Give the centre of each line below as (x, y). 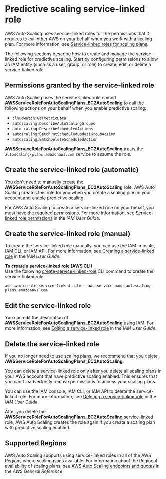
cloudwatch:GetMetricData (39, 118)
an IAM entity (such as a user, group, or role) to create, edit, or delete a (78, 64)
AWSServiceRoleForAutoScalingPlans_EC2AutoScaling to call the (75, 103)
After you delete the (26, 411)
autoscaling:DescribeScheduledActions (53, 129)
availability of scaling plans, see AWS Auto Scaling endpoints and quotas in (82, 466)
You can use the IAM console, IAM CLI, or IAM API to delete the (70, 391)
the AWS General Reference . (34, 471)
